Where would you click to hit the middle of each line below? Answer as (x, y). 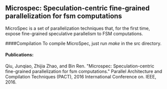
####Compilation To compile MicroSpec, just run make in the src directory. (83, 43)
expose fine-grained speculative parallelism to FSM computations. (74, 33)
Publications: (19, 55)
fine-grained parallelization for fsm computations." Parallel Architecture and (84, 71)
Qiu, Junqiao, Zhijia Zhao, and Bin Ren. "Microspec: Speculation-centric (80, 66)
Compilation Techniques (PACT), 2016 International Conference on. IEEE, (81, 77)
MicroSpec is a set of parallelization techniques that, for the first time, (78, 28)
